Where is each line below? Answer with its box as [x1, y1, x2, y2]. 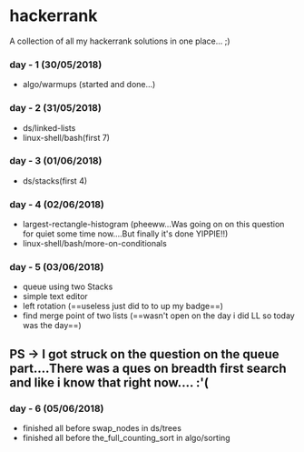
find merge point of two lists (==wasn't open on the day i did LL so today [22, 310, 295, 321]
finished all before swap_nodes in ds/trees [22, 423, 181, 434]
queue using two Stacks [22, 281, 113, 292]
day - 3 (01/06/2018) [9, 155, 103, 167]
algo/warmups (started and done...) [22, 79, 156, 90]
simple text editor [22, 291, 88, 302]
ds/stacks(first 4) [22, 175, 88, 186]
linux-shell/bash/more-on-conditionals [22, 238, 168, 249]
